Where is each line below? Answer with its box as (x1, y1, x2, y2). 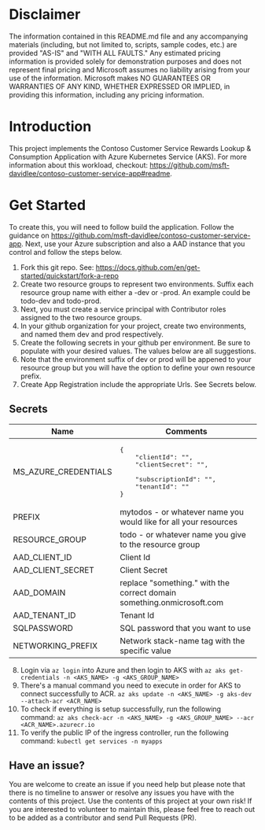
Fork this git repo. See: (20, 262, 94, 272)
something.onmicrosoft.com (120, 596, 224, 607)
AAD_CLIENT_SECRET (13, 564, 95, 575)
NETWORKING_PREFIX (13, 640, 98, 651)
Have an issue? (9, 759, 86, 773)
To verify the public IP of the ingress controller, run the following (20, 728, 229, 737)
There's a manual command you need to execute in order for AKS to (20, 681, 241, 690)
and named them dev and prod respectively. (20, 329, 164, 339)
